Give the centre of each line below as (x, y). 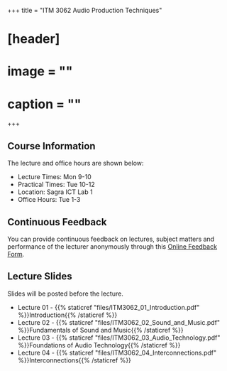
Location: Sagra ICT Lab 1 (55, 192)
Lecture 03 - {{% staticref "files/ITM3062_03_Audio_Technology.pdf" (119, 338)
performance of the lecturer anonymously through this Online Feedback (112, 246)
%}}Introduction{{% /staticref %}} (67, 315)
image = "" (40, 71)
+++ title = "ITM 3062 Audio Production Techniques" (85, 10)
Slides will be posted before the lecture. (66, 294)
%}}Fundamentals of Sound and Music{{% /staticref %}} (101, 330)
